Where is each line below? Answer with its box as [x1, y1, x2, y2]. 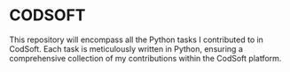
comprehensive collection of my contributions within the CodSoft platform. [9, 53, 282, 63]
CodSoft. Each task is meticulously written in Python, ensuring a [9, 43, 244, 54]
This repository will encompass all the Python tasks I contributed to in [9, 34, 264, 45]
